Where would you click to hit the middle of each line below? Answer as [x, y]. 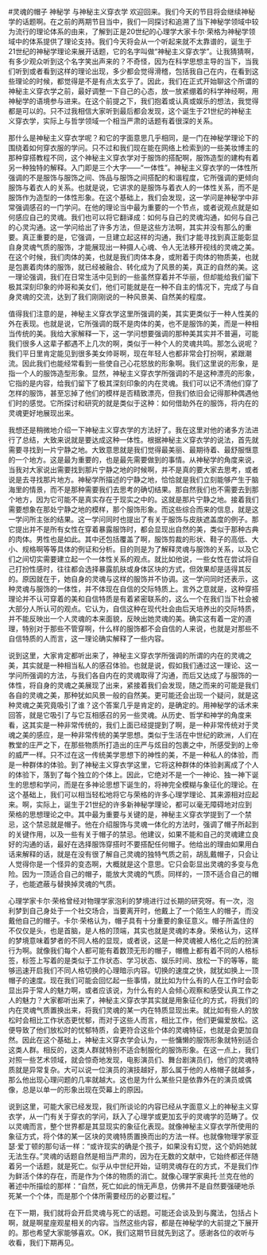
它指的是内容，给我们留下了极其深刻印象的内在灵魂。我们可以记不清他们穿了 [133, 383]
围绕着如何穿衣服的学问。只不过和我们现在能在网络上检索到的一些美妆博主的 [133, 148]
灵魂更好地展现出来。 [43, 413]
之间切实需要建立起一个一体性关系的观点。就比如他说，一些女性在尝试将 [133, 559]
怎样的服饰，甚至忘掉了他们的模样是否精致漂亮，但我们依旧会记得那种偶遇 [130, 393]
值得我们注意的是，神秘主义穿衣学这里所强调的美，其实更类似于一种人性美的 [133, 314]
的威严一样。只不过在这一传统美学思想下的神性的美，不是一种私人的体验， [130, 755]
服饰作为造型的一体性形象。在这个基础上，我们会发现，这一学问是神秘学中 [130, 198]
